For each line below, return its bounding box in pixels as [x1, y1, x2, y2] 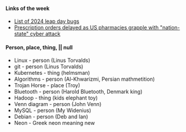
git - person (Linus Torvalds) [14, 63, 84, 70]
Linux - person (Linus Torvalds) [14, 57, 91, 64]
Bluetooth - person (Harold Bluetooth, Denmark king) [14, 88, 142, 95]
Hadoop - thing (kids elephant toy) [14, 94, 98, 101]
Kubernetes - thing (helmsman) [14, 70, 91, 77]
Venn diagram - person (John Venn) [14, 101, 102, 108]
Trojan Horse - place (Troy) [14, 82, 81, 89]
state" [14, 30, 29, 38]
